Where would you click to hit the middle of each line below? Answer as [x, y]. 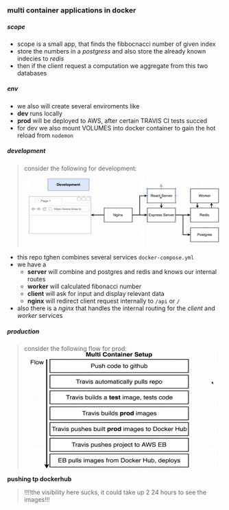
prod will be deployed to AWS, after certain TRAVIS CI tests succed [112, 120]
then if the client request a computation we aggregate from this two [112, 66]
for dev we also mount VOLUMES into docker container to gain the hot [116, 128]
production [23, 332]
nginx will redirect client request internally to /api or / [104, 301]
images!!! [37, 499]
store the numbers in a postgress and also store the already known [111, 51]
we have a [32, 265]
